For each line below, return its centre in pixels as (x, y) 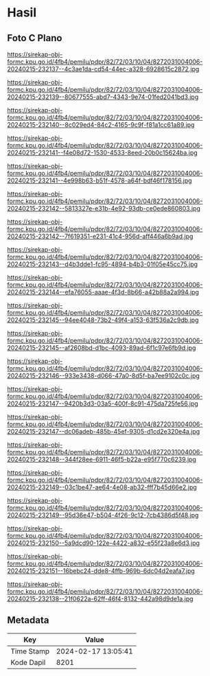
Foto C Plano (35, 38)
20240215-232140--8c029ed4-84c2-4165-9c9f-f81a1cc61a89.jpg (101, 125)
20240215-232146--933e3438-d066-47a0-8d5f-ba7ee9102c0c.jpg (104, 376)
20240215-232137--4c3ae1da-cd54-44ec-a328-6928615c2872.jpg (103, 69)
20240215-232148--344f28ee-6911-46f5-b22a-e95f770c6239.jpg (102, 459)
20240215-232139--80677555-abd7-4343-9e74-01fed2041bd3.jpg (103, 97)
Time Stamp (30, 651)
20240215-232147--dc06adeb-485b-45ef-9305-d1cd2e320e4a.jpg (104, 431)
